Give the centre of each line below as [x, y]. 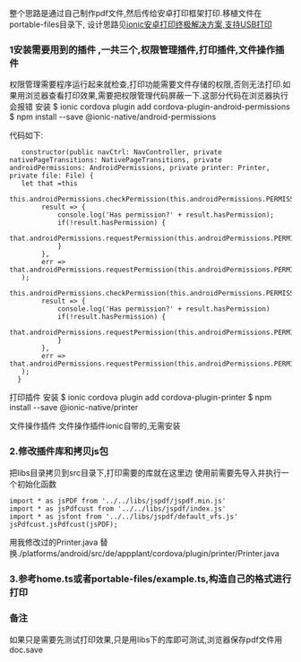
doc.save [26, 649]
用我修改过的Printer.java [54, 542]
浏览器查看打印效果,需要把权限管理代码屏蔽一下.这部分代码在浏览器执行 [157, 96]
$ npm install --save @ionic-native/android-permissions [113, 117]
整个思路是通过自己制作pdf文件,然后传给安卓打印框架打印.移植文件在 [136, 13]
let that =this [49, 184]
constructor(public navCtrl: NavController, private [121, 152]
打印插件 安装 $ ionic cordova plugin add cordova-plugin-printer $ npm [140, 398]
